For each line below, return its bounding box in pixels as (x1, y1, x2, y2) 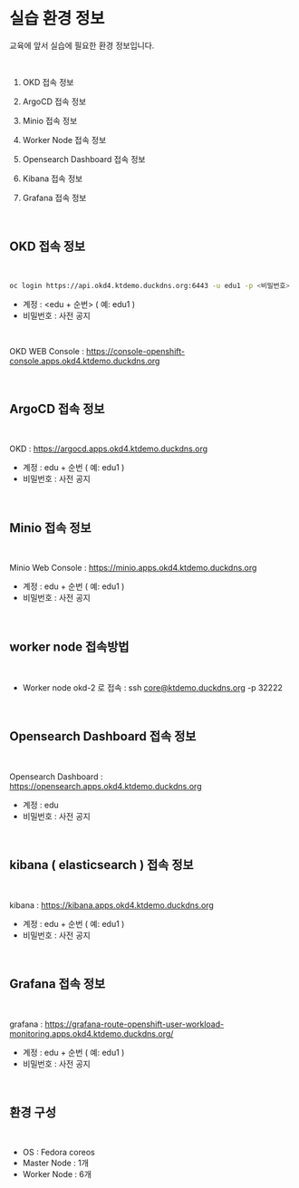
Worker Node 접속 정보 (22, 134, 107, 145)
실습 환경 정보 (9, 8, 105, 29)
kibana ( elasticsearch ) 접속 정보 (9, 857, 194, 873)
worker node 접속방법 (9, 639, 130, 654)
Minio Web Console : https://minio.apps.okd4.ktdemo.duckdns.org (9, 563, 257, 574)
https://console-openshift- (85, 345, 186, 356)
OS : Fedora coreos (22, 1147, 95, 1158)
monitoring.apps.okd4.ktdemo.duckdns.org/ (9, 1028, 174, 1038)
